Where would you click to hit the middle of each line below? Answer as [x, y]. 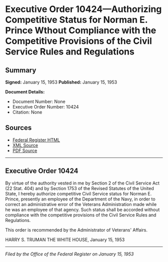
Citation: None [27, 112]
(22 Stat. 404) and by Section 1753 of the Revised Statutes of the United [79, 188]
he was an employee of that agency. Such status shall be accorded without [82, 209]
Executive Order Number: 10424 [45, 107]
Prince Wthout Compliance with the [81, 30]
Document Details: [25, 92]
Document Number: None [39, 101]
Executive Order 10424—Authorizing [83, 9]
